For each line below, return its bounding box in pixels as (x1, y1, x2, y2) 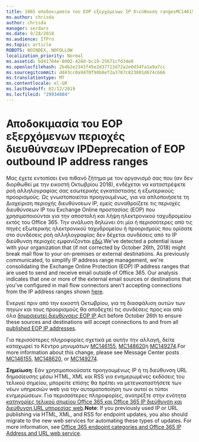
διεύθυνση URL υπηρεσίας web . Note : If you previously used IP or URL (6, 404, 178, 411)
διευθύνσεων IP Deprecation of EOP (6, 142, 185, 155)
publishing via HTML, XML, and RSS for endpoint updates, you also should (6, 411, 188, 418)
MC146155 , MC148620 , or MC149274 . (6, 355, 99, 362)
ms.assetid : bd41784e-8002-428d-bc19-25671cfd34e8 (6, 58, 134, 64)
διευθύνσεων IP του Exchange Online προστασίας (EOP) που (6, 206, 155, 213)
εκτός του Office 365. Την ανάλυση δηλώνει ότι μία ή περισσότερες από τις (6, 218, 193, 225)
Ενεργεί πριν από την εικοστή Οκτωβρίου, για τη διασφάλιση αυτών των (6, 299, 185, 306)
